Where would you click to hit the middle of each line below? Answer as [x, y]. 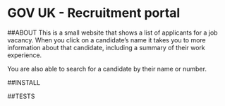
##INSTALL [24, 82]
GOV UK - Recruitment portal [94, 13]
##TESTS [21, 96]
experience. [25, 55]
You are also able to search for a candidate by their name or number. [107, 69]
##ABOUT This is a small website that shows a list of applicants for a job [112, 33]
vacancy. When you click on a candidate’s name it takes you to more [107, 40]
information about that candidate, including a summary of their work [107, 47]
